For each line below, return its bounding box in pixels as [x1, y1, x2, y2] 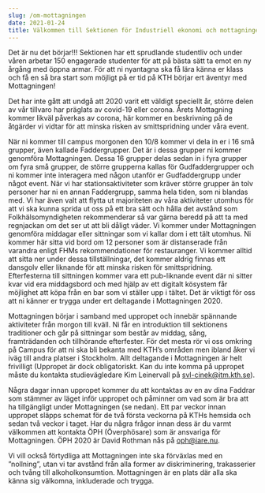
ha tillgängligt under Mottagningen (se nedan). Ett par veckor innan [8, 402, 226, 412]
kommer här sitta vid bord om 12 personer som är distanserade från [8, 237, 228, 247]
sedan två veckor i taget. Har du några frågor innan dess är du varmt [8, 419, 232, 428]
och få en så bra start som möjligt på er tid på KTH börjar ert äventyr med [8, 73, 247, 83]
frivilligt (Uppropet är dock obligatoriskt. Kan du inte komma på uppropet [8, 362, 244, 372]
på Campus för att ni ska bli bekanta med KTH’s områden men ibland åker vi [8, 345, 256, 355]
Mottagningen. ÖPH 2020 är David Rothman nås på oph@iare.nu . [8, 435, 221, 446]
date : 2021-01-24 [8, 19, 65, 27]
